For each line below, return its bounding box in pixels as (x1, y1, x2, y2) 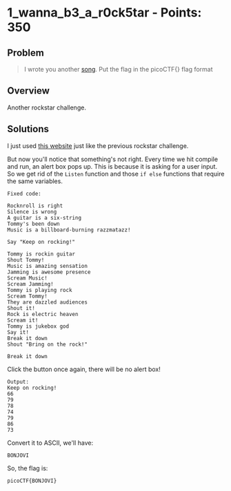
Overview (7, 85, 50, 97)
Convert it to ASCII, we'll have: (7, 439, 94, 447)
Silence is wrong (7, 208, 57, 215)
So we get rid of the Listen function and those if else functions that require (7, 169, 225, 178)
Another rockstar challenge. (7, 103, 86, 112)
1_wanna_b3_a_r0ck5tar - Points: (7, 5, 202, 21)
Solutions (7, 123, 50, 135)
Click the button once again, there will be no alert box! (7, 365, 161, 373)
